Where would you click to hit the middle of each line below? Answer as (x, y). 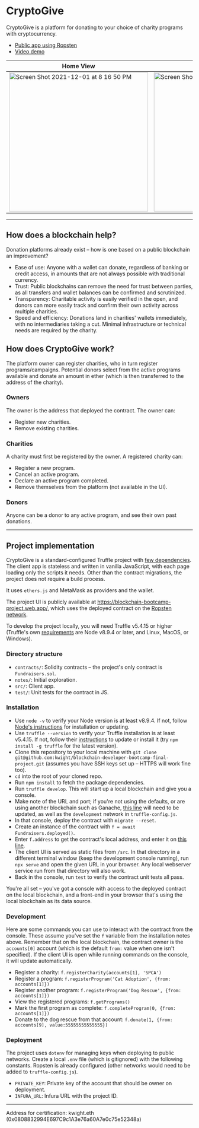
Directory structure (35, 654)
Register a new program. (45, 468)
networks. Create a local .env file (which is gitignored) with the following (94, 1059)
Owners (18, 398)
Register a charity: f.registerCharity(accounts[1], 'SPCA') (88, 973)
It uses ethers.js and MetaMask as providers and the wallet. (80, 590)
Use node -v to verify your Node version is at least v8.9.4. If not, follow (101, 720)
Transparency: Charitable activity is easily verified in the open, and (96, 298)
